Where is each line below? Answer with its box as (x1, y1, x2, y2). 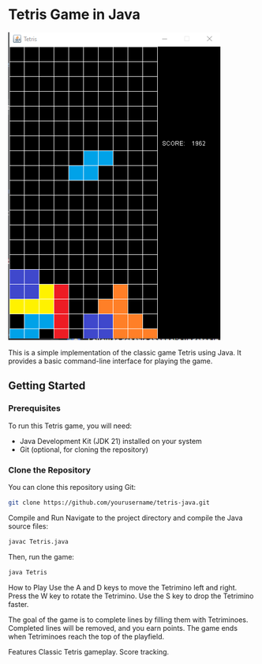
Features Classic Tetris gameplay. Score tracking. (8, 647, 170, 656)
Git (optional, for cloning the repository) (19, 445, 148, 454)
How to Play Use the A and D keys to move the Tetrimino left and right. (8, 582, 238, 592)
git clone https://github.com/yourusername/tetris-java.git (8, 499, 211, 507)
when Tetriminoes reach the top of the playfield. (8, 632, 165, 641)
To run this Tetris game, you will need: (8, 421, 133, 431)
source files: (8, 521, 49, 531)
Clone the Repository (8, 465, 92, 476)
